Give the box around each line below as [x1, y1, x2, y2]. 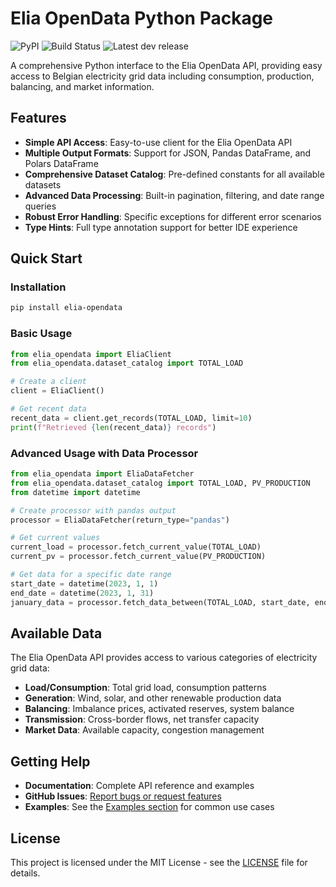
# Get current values [10, 533, 101, 543]
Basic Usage [10, 327, 73, 341]
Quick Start [10, 250, 83, 267]
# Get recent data [10, 404, 87, 414]
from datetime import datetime [10, 487, 141, 497]
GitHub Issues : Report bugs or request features [24, 790, 222, 802]
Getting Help [10, 753, 91, 770]
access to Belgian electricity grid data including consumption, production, [10, 70, 315, 82]
